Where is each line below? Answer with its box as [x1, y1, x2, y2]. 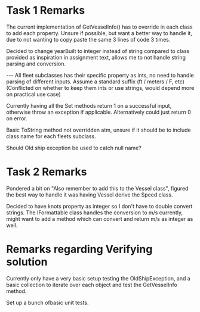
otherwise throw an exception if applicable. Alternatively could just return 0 [6, 108, 191, 116]
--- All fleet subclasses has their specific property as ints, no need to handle [6, 71, 194, 79]
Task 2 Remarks [6, 165, 88, 179]
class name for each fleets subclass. [6, 132, 97, 140]
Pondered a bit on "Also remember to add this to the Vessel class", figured [6, 185, 189, 192]
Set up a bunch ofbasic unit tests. [6, 299, 89, 306]
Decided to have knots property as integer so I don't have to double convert [6, 202, 193, 210]
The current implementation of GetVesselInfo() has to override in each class [6, 23, 193, 30]
